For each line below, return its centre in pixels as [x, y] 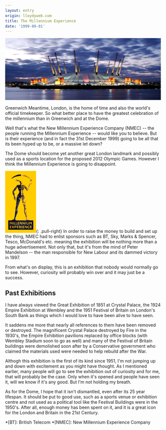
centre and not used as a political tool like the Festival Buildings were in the [82, 402]
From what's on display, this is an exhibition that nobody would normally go [82, 267]
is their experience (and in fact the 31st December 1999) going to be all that [82, 138]
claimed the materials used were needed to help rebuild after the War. [76, 351]
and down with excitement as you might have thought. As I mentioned [76, 366]
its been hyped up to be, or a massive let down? [54, 144]
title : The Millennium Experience [41, 21]
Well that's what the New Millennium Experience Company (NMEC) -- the [80, 128]
